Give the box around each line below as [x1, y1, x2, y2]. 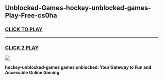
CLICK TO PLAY [5, 26, 43, 33]
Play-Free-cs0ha [5, 12, 57, 20]
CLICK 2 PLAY [5, 44, 39, 51]
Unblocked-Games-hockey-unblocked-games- [5, 4, 151, 12]
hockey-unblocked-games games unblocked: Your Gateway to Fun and [5, 64, 151, 70]
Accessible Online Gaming [5, 69, 60, 75]
